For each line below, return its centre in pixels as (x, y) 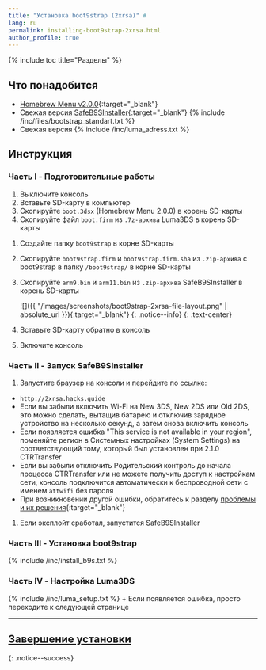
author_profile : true (44, 38)
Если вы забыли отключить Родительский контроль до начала (125, 466)
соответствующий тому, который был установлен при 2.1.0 (120, 449)
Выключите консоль (54, 194)
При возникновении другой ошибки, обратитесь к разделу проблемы (137, 499)
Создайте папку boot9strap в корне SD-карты (97, 243)
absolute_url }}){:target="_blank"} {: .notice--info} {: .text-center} (125, 314)
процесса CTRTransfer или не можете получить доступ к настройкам (137, 474)
